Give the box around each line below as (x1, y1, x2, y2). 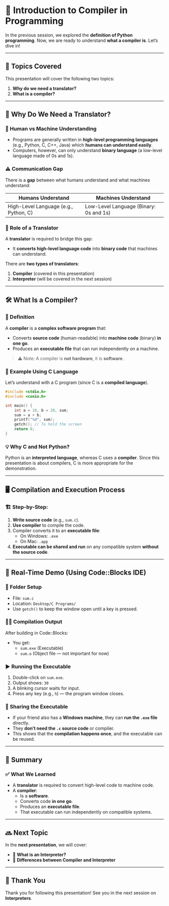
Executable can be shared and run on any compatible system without (12, 543, 159, 550)
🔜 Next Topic (5, 828, 48, 837)
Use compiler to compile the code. (12, 522, 85, 528)
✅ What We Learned (5, 771, 56, 778)
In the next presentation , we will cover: (5, 841, 87, 848)
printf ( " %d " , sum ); (14, 417, 55, 422)
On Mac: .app (20, 538, 48, 544)
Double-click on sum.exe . (12, 675, 64, 681)
